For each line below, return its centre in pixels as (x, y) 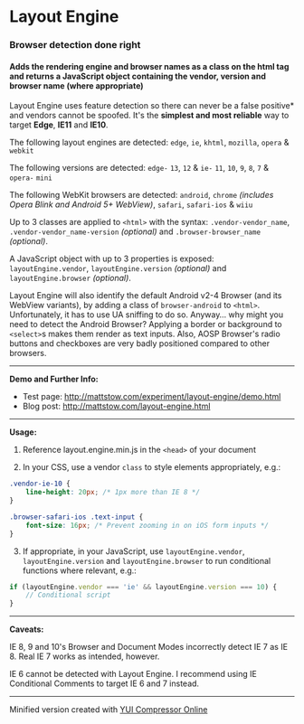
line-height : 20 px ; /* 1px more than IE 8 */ (113, 493)
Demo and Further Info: (54, 379)
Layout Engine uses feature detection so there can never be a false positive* (152, 106)
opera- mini (31, 178)
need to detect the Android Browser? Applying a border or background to (146, 324)
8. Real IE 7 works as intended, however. (85, 656)
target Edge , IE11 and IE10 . (59, 125)
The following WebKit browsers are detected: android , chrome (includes (142, 195)
